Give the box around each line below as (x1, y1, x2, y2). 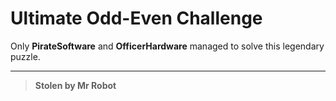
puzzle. (10, 50, 41, 62)
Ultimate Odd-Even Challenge (10, 7, 263, 30)
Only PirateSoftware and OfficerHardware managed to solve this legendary (10, 40, 325, 52)
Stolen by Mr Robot (34, 79, 117, 91)
